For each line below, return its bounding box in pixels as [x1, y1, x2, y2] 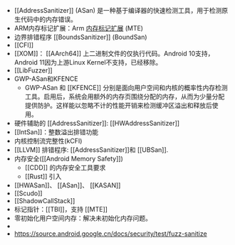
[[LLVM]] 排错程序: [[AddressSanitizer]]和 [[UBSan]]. [14, 146, 169, 154]
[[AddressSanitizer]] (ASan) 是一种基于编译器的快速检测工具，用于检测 [14, 6, 222, 14]
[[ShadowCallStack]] [14, 197, 75, 205]
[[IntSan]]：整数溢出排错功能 [14, 128, 98, 136]
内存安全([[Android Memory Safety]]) [14, 155, 123, 163]
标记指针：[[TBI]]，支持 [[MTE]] [14, 205, 108, 213]
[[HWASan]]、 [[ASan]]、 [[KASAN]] [14, 181, 121, 190]
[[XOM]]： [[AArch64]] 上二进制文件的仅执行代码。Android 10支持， [14, 49, 214, 58]
